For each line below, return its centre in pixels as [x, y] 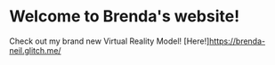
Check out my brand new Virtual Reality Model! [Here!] [109, 41]
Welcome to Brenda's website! [125, 16]
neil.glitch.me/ [35, 50]
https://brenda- [237, 41]
